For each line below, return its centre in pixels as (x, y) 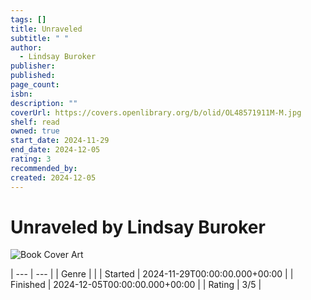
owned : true (35, 131)
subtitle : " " (40, 38)
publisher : (33, 66)
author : (26, 47)
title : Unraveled (46, 29)
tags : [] (28, 19)
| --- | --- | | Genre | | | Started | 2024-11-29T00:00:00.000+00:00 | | (152, 274)
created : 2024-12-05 (53, 177)
